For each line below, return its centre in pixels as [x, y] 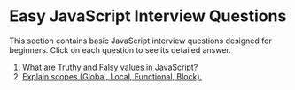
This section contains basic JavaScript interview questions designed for [140, 41]
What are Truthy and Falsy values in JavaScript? [110, 67]
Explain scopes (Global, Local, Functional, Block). [112, 76]
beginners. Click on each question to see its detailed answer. [120, 49]
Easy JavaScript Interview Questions [148, 16]
